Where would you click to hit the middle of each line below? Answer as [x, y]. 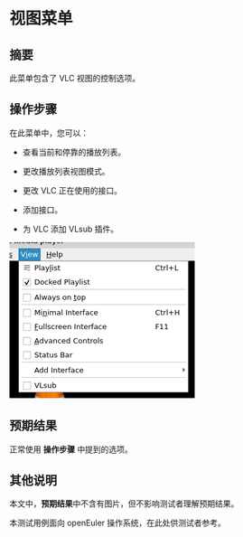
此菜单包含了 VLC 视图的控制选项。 [75, 78]
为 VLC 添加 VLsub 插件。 [70, 229]
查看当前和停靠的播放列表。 [74, 152]
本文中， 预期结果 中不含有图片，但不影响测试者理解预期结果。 [124, 504]
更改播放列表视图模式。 [66, 171]
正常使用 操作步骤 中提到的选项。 [71, 449]
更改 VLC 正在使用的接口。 [72, 190]
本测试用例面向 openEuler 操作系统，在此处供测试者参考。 [117, 523]
